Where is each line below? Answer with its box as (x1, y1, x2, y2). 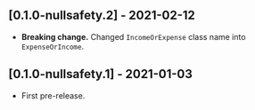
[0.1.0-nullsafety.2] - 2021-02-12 (8, 8, 195, 23)
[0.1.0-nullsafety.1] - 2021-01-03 (8, 67, 193, 82)
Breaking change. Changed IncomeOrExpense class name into (21, 31, 246, 42)
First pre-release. (21, 90, 86, 101)
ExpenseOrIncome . (21, 41, 85, 51)
